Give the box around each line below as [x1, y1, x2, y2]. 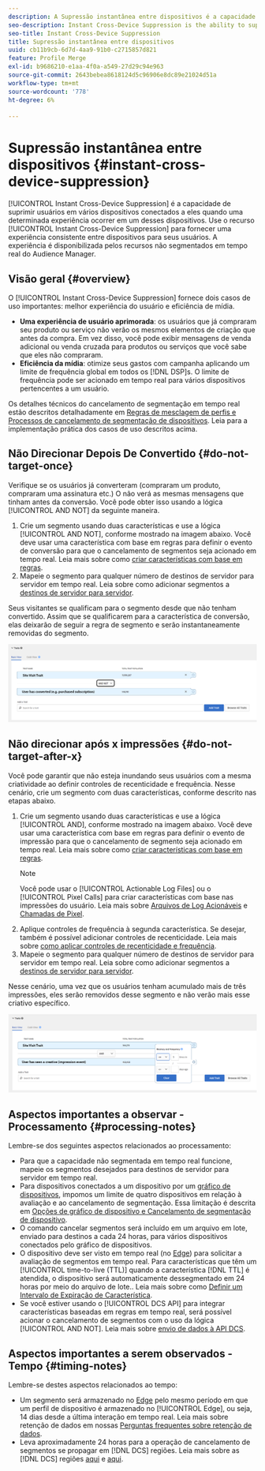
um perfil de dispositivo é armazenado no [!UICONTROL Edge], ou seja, [19, 1404, 252, 1413]
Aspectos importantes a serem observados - [8, 1346, 233, 1361]
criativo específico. [8, 998, 71, 1008]
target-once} [8, 459, 73, 473]
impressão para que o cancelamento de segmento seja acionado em [19, 837, 243, 846]
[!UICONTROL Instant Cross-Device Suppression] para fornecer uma [8, 224, 232, 234]
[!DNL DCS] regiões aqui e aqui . [19, 1454, 124, 1464]
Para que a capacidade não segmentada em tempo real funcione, [19, 1156, 233, 1166]
